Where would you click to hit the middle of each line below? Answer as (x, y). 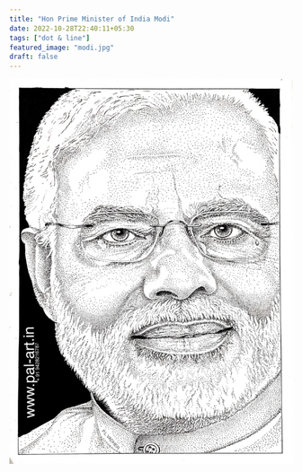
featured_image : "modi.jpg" (62, 48)
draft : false (34, 57)
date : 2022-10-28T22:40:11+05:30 (72, 28)
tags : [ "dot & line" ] (50, 38)
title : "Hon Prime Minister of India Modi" (92, 19)
